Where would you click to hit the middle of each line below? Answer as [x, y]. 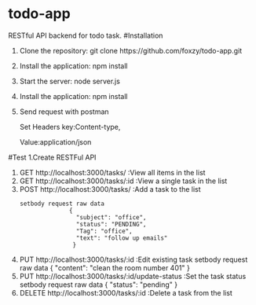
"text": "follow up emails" [122, 238]
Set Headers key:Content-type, [70, 127]
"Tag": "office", [104, 231]
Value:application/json [55, 141]
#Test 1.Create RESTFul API [52, 157]
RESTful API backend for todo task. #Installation [86, 35]
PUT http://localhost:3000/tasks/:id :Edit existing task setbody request [133, 259]
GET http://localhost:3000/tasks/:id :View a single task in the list [123, 181]
